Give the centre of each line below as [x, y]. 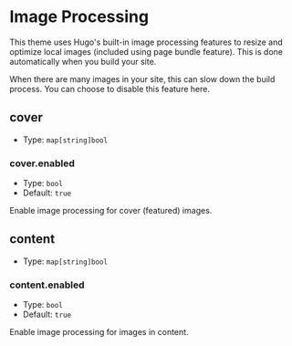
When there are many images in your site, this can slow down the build [142, 79]
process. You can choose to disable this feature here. [109, 89]
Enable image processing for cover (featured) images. [111, 211]
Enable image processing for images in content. [99, 332]
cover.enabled [42, 163]
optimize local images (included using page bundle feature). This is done [146, 51]
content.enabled [47, 285]
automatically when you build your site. [83, 61]
